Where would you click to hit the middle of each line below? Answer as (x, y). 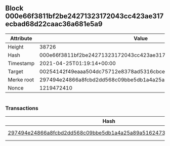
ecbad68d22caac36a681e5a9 (54, 24)
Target (16, 71)
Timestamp (21, 63)
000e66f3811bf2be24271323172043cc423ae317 (84, 16)
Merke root (21, 79)
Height (16, 46)
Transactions (22, 108)
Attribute (21, 38)
